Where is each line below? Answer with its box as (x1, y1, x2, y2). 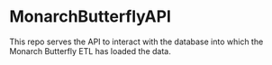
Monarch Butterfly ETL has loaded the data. (9, 45, 171, 56)
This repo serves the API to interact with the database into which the (9, 36, 264, 47)
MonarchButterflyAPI (9, 6, 171, 27)
